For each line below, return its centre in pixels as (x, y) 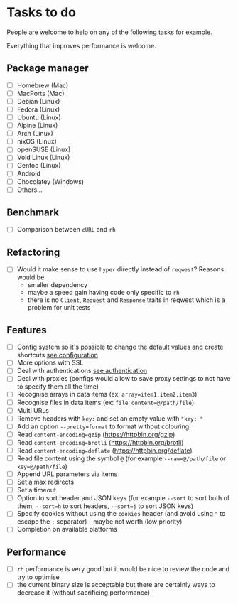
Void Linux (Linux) (43, 158)
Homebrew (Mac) (43, 85)
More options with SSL (50, 362)
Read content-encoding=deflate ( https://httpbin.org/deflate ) (104, 450)
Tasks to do (41, 12)
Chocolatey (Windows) (50, 181)
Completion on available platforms (67, 529)
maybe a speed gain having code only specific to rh (103, 293)
